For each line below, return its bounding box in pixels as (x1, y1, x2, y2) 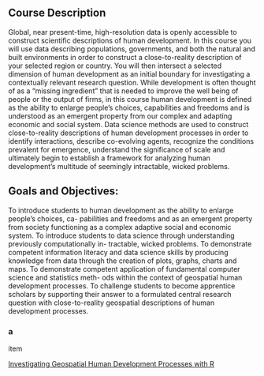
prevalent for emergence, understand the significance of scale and (8, 145, 225, 154)
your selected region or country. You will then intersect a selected (8, 61, 222, 70)
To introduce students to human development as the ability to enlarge (8, 205, 234, 215)
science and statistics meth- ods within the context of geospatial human (8, 273, 243, 282)
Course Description (8, 6, 106, 20)
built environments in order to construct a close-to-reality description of (8, 52, 242, 62)
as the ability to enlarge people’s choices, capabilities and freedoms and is (8, 103, 250, 112)
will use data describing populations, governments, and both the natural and (8, 43, 256, 54)
